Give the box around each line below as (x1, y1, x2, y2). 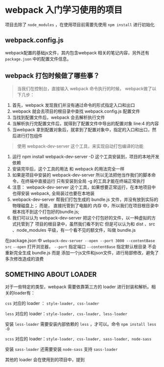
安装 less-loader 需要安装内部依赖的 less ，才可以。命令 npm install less (5, 321, 157, 327)
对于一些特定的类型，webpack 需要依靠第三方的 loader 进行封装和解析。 (5, 284, 152, 290)
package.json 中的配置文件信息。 (5, 56, 71, 62)
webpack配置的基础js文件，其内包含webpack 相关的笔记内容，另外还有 (5, 49, 150, 55)
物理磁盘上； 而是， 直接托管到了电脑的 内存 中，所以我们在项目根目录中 (12, 202, 159, 208)
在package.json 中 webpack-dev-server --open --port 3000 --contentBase (5, 237, 155, 243)
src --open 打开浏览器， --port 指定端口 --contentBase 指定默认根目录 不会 (5, 244, 157, 249)
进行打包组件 (16, 133, 43, 139)
